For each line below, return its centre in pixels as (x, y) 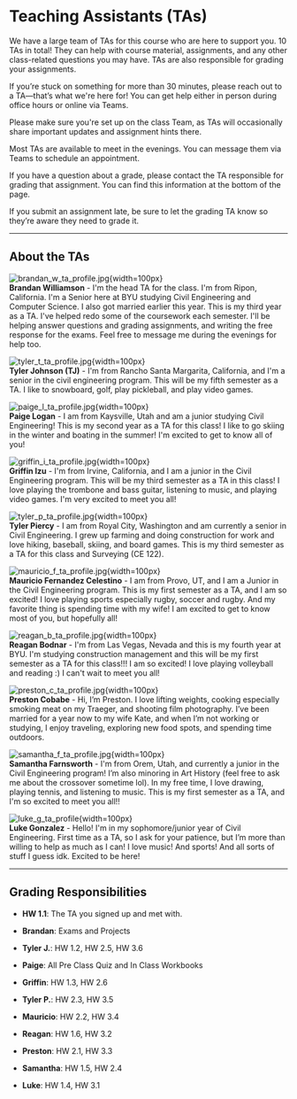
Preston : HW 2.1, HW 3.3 (67, 1050)
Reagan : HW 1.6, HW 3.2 (67, 1033)
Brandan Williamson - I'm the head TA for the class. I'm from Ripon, (133, 287)
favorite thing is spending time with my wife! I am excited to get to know (140, 608)
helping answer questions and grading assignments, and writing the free (141, 325)
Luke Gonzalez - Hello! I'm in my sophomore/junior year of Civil (125, 828)
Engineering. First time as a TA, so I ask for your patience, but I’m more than (147, 837)
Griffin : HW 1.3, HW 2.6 (65, 982)
